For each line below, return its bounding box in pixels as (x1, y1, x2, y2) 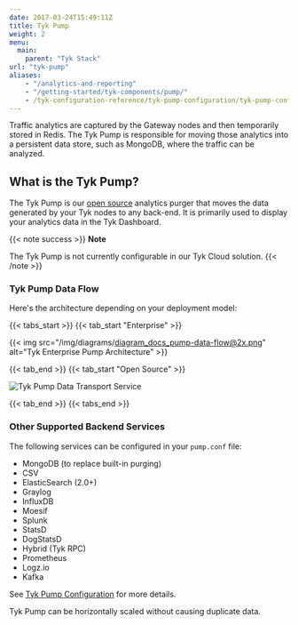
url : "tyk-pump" (9, 63, 69, 72)
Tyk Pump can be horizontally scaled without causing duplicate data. (9, 605, 262, 616)
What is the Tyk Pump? (9, 174, 139, 189)
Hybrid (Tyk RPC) (21, 543, 87, 554)
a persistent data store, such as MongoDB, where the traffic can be (9, 139, 255, 149)
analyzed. (9, 148, 45, 159)
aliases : (9, 71, 42, 80)
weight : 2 (9, 29, 46, 38)
